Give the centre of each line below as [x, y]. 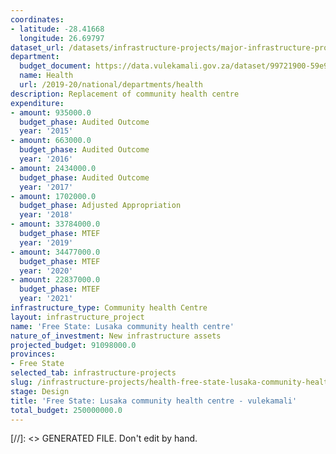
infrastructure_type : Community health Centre [109, 308]
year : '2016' [46, 159]
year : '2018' [46, 215]
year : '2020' [46, 271]
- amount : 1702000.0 [53, 196]
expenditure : [37, 103]
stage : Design [40, 391]
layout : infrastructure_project [77, 317]
